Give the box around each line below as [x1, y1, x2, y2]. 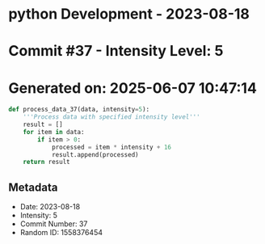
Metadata [8, 180, 58, 194]
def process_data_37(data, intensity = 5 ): [8, 106, 150, 114]
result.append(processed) [51, 150, 139, 158]
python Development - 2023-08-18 [8, 5, 250, 23]
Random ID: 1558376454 [19, 228, 103, 238]
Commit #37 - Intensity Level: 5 [8, 42, 224, 61]
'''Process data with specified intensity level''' [23, 113, 200, 121]
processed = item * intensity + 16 [51, 143, 172, 151]
